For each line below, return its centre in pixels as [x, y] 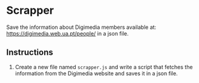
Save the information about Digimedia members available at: [81, 27]
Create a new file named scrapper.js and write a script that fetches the [104, 67]
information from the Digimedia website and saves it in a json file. [96, 73]
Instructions [30, 53]
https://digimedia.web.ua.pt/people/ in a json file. [67, 33]
